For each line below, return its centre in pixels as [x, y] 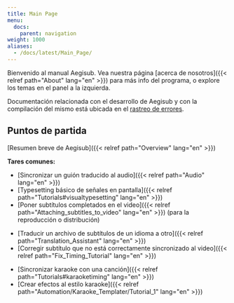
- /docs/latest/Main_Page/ [53, 53]
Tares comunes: [32, 161]
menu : [15, 20]
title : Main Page [33, 14]
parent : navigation [48, 33]
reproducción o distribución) [58, 220]
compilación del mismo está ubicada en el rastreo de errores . [96, 109]
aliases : [20, 46]
